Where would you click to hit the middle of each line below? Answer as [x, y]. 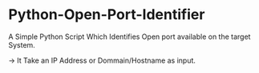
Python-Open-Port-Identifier [107, 15]
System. [22, 44]
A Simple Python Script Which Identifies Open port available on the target [129, 36]
